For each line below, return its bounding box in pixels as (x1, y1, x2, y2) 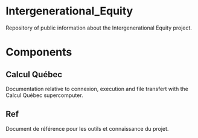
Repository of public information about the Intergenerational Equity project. (5, 24, 193, 31)
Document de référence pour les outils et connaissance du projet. (5, 125, 169, 132)
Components (5, 45, 72, 59)
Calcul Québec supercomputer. (5, 92, 83, 99)
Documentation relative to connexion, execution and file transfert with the (5, 85, 188, 92)
